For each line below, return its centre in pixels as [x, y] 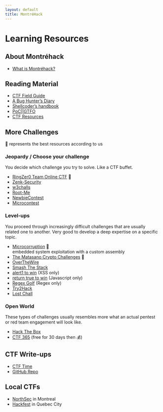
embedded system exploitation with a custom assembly [68, 252]
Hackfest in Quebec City [37, 404]
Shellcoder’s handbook [35, 106]
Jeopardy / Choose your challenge [47, 157]
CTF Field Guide [28, 96]
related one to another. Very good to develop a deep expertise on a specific [81, 232]
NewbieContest [28, 198]
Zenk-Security [27, 182]
